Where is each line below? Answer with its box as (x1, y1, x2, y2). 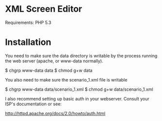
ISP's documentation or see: (5, 101, 62, 107)
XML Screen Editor (5, 3, 82, 15)
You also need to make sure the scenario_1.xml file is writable (5, 77, 127, 82)
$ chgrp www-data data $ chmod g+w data (5, 67, 92, 73)
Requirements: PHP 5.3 (5, 20, 52, 25)
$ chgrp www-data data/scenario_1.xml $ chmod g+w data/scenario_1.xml (5, 86, 153, 92)
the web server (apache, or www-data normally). (5, 58, 104, 64)
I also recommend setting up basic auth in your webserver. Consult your (5, 96, 150, 101)
